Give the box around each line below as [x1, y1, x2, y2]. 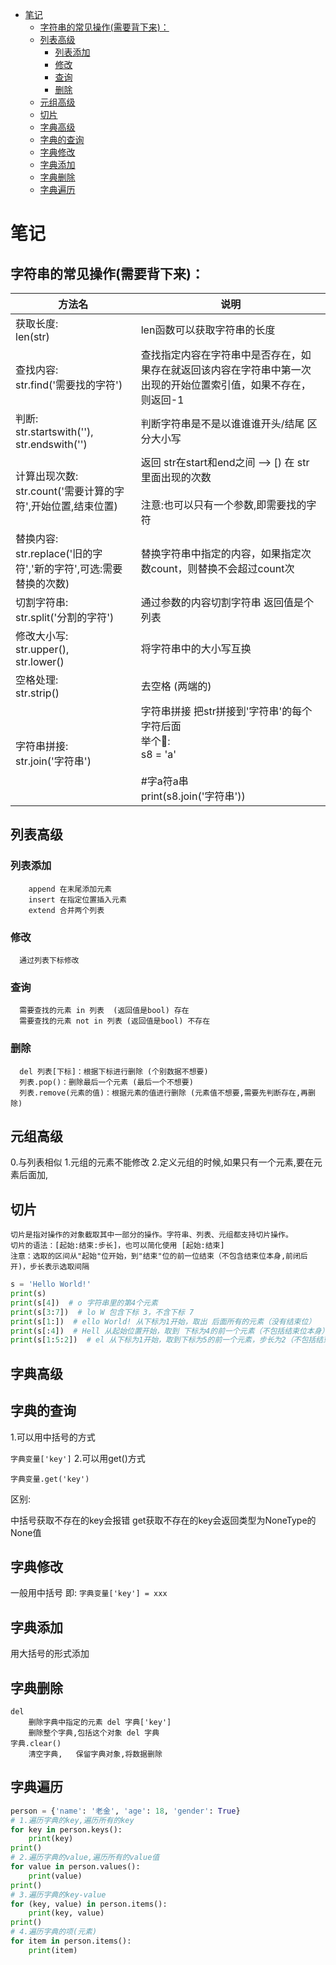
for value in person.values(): [10, 1862, 141, 1872]
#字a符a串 [140, 774, 189, 788]
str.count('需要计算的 [15, 484, 115, 498]
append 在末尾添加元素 [28, 884, 112, 894]
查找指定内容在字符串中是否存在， [140, 348, 302, 362]
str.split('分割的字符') [15, 611, 115, 624]
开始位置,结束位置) [31, 499, 118, 513]
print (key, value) [28, 1908, 105, 1918]
